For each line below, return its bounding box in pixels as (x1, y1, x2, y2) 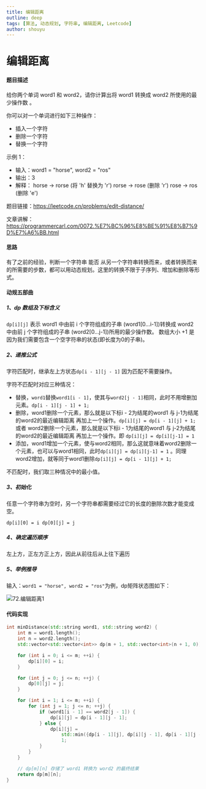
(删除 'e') (15, 189, 39, 196)
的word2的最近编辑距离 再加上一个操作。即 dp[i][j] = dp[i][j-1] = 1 (15, 432, 195, 439)
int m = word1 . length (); (17, 630, 81, 636)
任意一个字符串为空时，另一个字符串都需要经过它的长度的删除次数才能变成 (6, 500, 194, 507)
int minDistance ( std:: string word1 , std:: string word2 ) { (6, 624, 158, 631)
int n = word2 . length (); (17, 636, 81, 642)
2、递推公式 (6, 351, 37, 358)
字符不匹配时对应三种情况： (6, 381, 77, 388)
